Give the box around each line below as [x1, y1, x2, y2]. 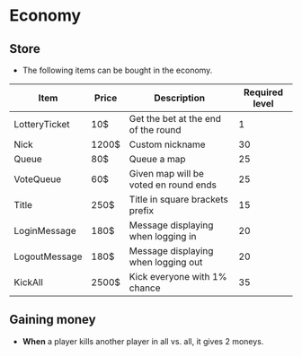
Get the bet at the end [129, 113, 222, 125]
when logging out [129, 256, 203, 268]
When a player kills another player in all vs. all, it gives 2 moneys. [22, 335, 264, 346]
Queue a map [129, 153, 186, 165]
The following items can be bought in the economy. [22, 65, 213, 75]
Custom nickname [129, 138, 206, 151]
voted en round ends [129, 178, 218, 191]
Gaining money [9, 312, 96, 327]
